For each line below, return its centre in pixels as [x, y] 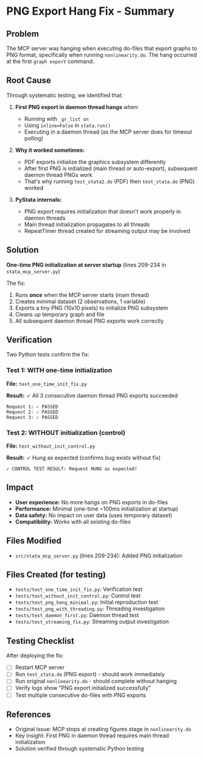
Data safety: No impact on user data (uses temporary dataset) [93, 515]
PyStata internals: [38, 199]
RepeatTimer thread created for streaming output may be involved [107, 231]
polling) [34, 138]
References [29, 714]
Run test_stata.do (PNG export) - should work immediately [90, 674]
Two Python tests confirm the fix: [48, 354]
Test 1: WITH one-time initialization [59, 370]
